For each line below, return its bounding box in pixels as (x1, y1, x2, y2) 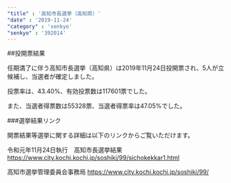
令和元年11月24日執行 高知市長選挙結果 (7, 146, 123, 154)
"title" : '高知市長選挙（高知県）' (7, 10, 101, 17)
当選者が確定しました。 (30, 73, 98, 81)
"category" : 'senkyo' (7, 23, 72, 30)
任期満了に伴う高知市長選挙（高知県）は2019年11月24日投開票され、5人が (7, 64, 219, 73)
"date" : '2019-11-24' (7, 17, 72, 23)
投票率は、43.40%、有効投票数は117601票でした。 (7, 87, 152, 95)
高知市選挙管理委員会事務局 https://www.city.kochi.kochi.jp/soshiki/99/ (7, 168, 209, 176)
